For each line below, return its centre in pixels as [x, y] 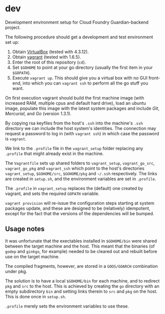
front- [154, 78]
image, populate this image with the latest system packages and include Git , [82, 108]
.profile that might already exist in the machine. [54, 154]
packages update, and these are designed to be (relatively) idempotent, [78, 208]
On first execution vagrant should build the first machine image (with [75, 98]
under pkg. [16, 271]
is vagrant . [16, 139]
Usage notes [25, 229]
